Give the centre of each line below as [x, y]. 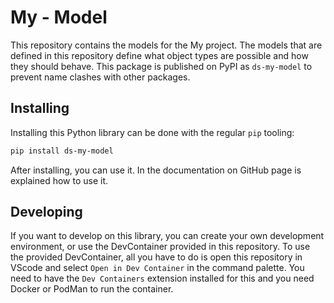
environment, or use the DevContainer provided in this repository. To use [160, 247]
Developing [46, 212]
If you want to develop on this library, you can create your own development [167, 236]
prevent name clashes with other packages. [100, 77]
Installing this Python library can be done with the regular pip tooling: [152, 132]
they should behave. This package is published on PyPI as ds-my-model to [161, 66]
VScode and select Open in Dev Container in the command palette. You [157, 268]
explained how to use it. [59, 180]
